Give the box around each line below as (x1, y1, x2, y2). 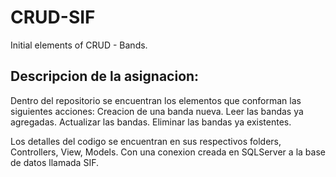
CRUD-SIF (10, 6, 96, 29)
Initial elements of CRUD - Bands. (10, 39, 148, 51)
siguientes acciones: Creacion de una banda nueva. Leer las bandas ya (10, 105, 304, 117)
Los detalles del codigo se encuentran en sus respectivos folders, (10, 135, 282, 147)
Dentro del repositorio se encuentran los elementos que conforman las (10, 94, 302, 106)
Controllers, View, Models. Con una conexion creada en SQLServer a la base (10, 146, 326, 158)
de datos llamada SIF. (10, 156, 99, 168)
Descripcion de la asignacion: (10, 68, 200, 85)
